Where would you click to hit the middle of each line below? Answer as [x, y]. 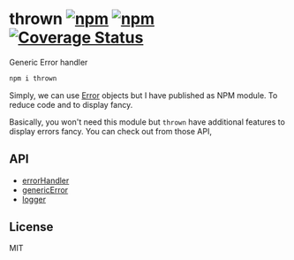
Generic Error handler [49, 62]
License [31, 227]
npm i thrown [33, 78]
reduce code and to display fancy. [71, 104]
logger [34, 199]
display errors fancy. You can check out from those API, [110, 131]
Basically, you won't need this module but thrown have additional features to [147, 122]
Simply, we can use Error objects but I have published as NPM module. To [143, 95]
